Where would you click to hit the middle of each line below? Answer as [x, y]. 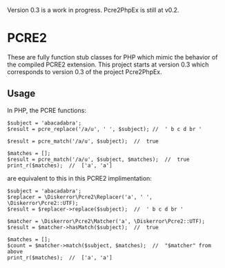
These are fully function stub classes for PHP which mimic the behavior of [112, 57]
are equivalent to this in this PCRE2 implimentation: [79, 178]
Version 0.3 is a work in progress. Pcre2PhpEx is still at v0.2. [93, 10]
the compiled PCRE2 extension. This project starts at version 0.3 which [108, 64]
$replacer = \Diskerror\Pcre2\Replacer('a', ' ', [80, 197]
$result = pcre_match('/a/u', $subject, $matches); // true [98, 159]
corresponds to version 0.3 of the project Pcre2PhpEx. [85, 71]
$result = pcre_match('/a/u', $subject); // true [83, 141]
